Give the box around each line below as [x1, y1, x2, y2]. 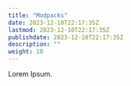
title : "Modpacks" [8, 11, 68, 20]
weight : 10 [8, 48, 44, 56]
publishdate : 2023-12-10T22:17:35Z [8, 33, 124, 41]
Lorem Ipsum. [8, 70, 53, 78]
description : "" [8, 41, 61, 48]
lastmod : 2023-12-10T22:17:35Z [8, 26, 110, 34]
